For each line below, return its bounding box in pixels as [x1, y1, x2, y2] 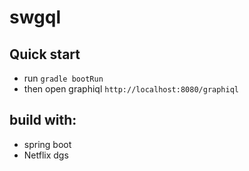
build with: [9, 112, 77, 129]
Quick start [9, 46, 81, 63]
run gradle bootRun [23, 72, 104, 84]
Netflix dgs [23, 149, 69, 161]
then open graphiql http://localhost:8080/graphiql [23, 83, 239, 95]
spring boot [23, 138, 72, 150]
